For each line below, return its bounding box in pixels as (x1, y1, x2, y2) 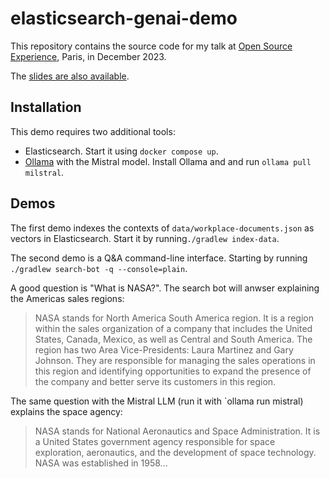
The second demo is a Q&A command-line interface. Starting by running (10, 252, 308, 264)
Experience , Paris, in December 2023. (10, 50, 167, 62)
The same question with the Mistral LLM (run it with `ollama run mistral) (10, 395, 304, 407)
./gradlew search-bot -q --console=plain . (10, 262, 188, 274)
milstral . (24, 166, 65, 178)
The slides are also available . (10, 70, 130, 82)
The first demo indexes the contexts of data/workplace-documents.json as (10, 222, 315, 234)
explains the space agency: (10, 405, 123, 417)
